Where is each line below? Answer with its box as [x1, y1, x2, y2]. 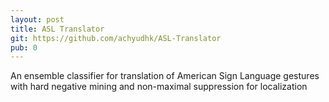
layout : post [10, 14, 65, 25]
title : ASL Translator [10, 24, 105, 34]
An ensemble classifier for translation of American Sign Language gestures [10, 70, 320, 82]
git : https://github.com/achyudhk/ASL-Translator [10, 33, 222, 43]
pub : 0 [10, 42, 38, 53]
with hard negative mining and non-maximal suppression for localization [10, 81, 308, 93]
